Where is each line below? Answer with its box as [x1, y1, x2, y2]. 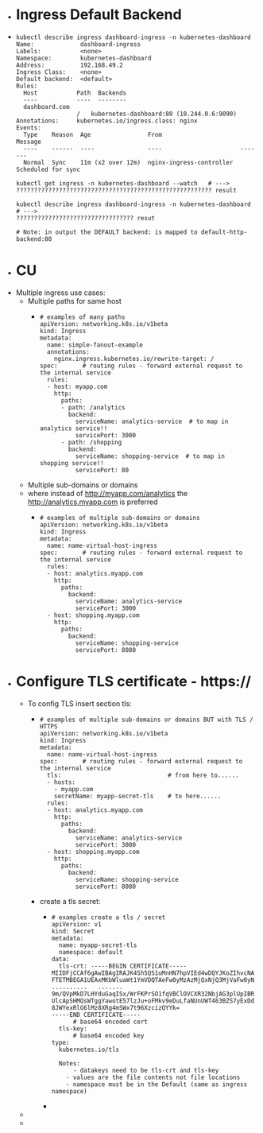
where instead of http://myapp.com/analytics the [27, 488, 188, 498]
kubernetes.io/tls [58, 1046, 120, 1053]
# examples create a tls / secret [51, 913, 166, 922]
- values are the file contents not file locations [65, 1073, 241, 1081]
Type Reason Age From [23, 130, 163, 138]
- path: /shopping [60, 438, 122, 446]
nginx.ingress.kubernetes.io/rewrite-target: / [54, 355, 215, 363]
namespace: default [58, 948, 123, 956]
